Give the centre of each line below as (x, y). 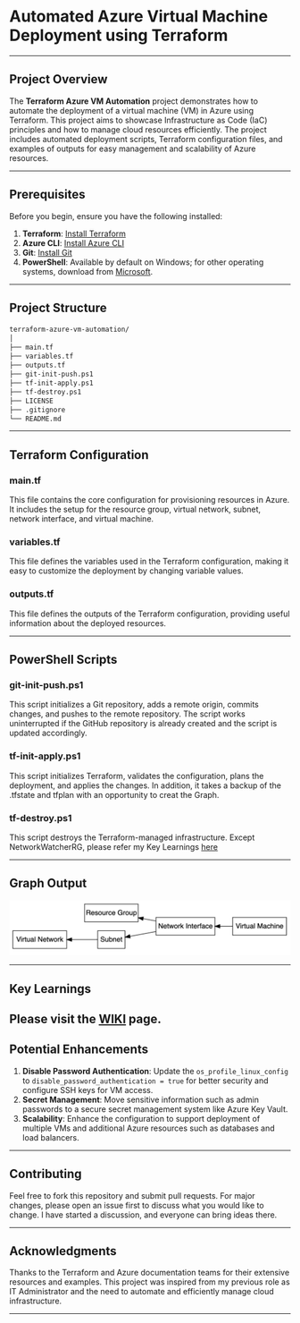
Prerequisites (47, 195)
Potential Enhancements (79, 1050)
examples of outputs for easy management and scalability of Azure (133, 148)
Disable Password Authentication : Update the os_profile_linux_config (155, 1071)
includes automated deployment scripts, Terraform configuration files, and (146, 139)
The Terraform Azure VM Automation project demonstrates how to (134, 101)
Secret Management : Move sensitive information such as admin (140, 1099)
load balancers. (51, 1137)
